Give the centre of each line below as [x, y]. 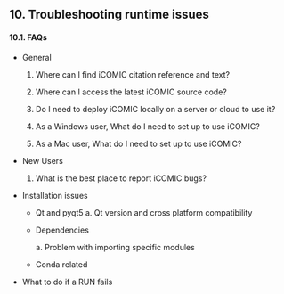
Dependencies [62, 230]
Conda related [61, 264]
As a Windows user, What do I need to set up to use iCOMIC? [147, 126]
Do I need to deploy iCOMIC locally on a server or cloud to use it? [155, 109]
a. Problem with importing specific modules [115, 247]
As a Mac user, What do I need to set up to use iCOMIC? [138, 143]
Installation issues [55, 195]
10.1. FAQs [28, 37]
